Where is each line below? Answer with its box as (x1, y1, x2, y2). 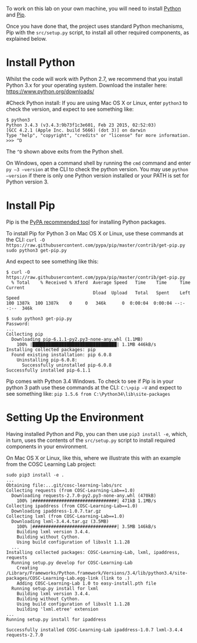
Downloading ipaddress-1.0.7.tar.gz (11, 508, 101, 514)
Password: (6, 321, 31, 327)
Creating (16, 565, 38, 571)
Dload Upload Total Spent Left (93, 290, 191, 296)
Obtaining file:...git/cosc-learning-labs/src (6, 482, 122, 488)
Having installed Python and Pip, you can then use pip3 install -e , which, (6, 430, 188, 437)
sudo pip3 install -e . (6, 472, 65, 478)
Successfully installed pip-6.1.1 (6, 367, 91, 373)
